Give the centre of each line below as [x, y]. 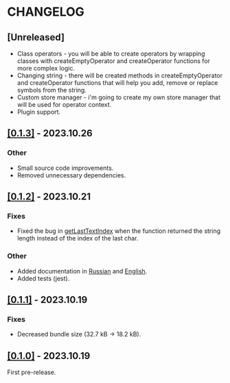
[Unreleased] [36, 37]
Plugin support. [38, 112]
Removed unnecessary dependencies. [71, 175]
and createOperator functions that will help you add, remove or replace [117, 83]
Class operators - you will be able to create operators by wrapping [111, 53]
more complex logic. [46, 68]
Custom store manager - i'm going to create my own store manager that [119, 97]
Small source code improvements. [65, 168]
